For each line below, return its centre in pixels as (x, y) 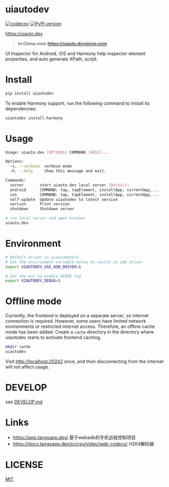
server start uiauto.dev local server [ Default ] (70, 185)
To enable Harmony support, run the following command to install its (78, 103)
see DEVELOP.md (24, 402)
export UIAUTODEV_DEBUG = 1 (33, 281)
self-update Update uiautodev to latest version (64, 199)
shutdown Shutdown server (42, 209)
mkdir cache (18, 347)
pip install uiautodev (29, 93)
